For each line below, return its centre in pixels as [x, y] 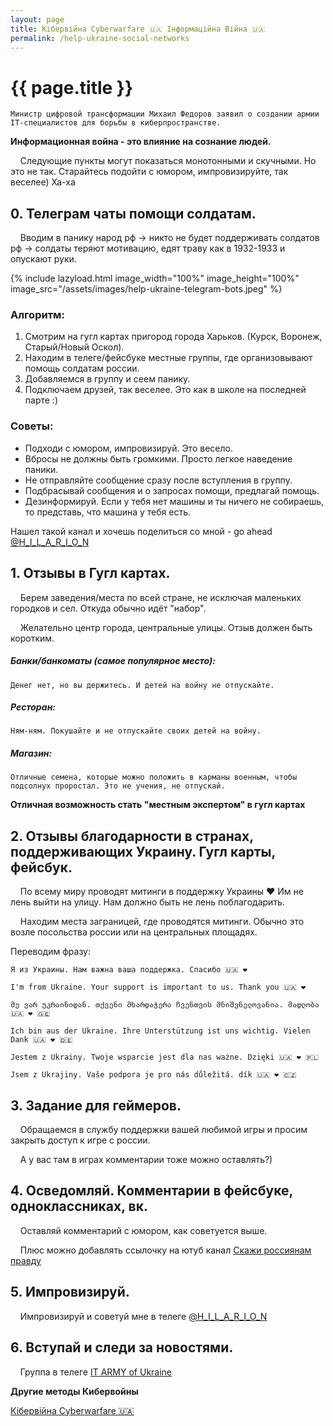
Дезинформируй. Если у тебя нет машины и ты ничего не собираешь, [174, 501]
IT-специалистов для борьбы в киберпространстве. [116, 123]
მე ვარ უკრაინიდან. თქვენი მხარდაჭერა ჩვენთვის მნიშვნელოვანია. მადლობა [165, 1005]
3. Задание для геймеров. [96, 1105]
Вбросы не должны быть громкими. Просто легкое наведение [158, 458]
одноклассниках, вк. [79, 1206]
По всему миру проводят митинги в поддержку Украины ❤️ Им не [161, 892]
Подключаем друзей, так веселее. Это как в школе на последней [165, 390]
